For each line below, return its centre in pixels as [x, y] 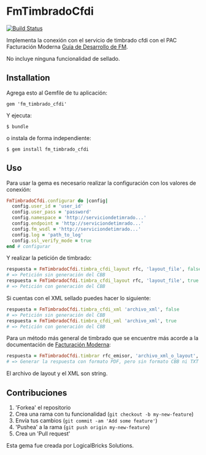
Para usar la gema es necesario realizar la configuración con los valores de [101, 183]
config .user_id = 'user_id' [48, 206]
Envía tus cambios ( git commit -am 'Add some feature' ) [86, 421]
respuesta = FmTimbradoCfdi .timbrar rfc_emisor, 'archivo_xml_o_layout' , [103, 356]
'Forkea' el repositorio [43, 407]
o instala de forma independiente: [49, 138]
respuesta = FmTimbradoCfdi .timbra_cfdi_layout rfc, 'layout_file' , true [103, 281]
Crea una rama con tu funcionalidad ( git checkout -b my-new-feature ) [105, 414]
